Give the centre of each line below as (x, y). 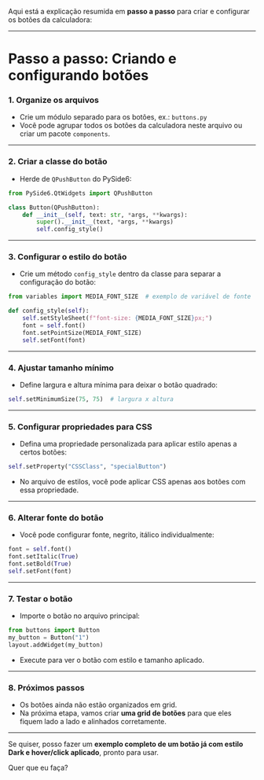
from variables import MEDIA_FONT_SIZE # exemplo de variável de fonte (130, 297)
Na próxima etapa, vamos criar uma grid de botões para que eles (125, 713)
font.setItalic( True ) (44, 557)
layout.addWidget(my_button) (56, 645)
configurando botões (79, 76)
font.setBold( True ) (40, 564)
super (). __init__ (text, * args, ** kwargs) (105, 222)
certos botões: (43, 452)
